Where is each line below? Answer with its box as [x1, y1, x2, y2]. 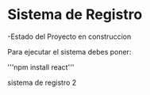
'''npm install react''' [7, 62, 75, 72]
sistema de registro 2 [7, 78, 77, 87]
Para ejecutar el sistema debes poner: [7, 47, 132, 56]
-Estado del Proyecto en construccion [7, 32, 132, 41]
